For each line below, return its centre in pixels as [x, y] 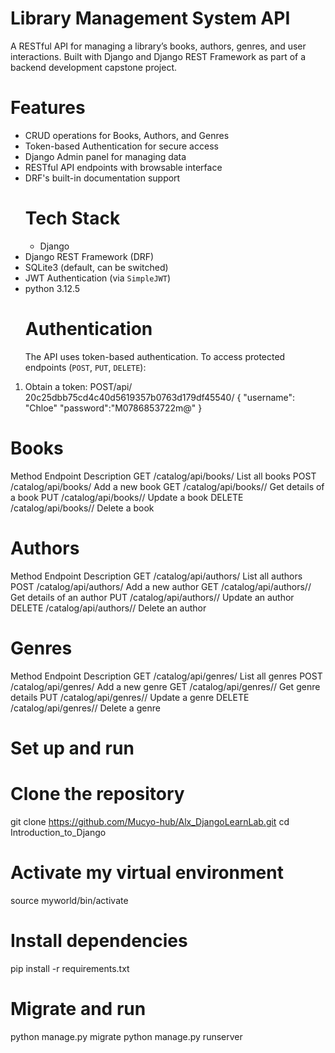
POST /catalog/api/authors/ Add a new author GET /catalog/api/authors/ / [161, 586]
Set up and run [72, 748]
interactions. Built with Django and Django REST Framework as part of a [158, 56]
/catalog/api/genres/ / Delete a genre [85, 708]
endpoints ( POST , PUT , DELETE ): [85, 367]
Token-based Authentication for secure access [121, 146]
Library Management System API [150, 18]
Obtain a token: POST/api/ [78, 386]
